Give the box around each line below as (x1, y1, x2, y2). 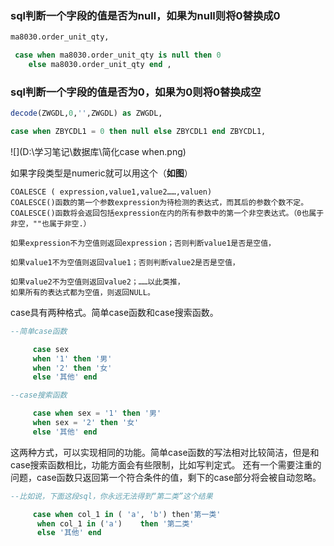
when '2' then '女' (32, 363, 113, 373)
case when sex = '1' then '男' (32, 408, 162, 419)
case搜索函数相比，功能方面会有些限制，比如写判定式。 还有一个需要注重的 (10, 458, 322, 471)
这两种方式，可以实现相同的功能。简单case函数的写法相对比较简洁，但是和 (10, 446, 320, 458)
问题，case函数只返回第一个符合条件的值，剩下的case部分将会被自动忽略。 (10, 471, 322, 483)
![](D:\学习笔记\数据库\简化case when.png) (10, 145, 187, 157)
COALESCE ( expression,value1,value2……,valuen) (10, 187, 213, 197)
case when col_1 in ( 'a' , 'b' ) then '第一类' (32, 509, 222, 519)
